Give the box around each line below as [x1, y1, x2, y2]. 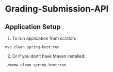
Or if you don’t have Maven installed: [12, 53, 86, 59]
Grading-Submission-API [5, 3, 109, 14]
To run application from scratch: [12, 35, 77, 41]
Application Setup [5, 23, 61, 31]
